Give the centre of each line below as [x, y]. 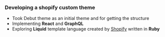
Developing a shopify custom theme [50, 7]
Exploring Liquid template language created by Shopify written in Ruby [86, 29]
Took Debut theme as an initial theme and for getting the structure [80, 18]
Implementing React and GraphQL [48, 23]
